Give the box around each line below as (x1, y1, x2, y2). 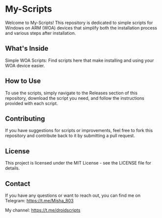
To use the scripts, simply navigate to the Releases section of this (5, 90, 138, 96)
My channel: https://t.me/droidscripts (5, 207, 81, 213)
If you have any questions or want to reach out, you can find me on (5, 192, 141, 198)
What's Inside (5, 44, 49, 53)
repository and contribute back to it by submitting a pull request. (5, 133, 135, 138)
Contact (5, 179, 30, 188)
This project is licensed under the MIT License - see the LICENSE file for (5, 160, 151, 166)
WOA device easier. (5, 62, 45, 68)
